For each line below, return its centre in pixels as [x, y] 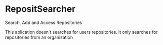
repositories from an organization [39, 37]
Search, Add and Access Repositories [44, 22]
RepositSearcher [40, 9]
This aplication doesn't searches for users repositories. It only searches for [81, 32]
